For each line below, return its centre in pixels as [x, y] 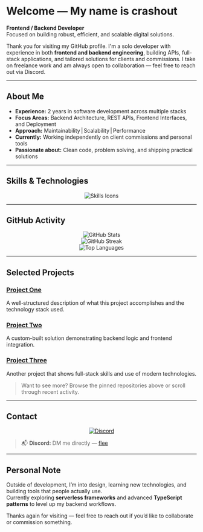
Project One [24, 290]
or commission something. [39, 522]
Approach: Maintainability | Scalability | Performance [80, 130]
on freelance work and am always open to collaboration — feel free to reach [101, 65]
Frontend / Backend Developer [45, 28]
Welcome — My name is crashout [92, 11]
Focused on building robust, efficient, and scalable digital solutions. [90, 34]
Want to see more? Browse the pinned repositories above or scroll [103, 385]
